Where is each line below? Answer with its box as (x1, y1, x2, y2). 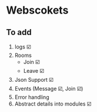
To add (6, 27, 32, 37)
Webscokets (6, 4, 69, 17)
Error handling (14, 94, 49, 101)
